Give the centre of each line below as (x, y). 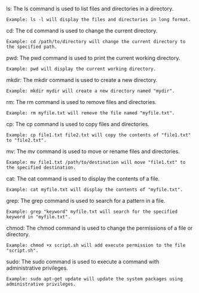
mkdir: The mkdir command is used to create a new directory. (82, 80)
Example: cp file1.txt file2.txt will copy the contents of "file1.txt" (99, 135)
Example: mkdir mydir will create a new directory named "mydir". (91, 91)
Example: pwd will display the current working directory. (81, 69)
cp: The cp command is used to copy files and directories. (78, 124)
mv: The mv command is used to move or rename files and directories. (93, 151)
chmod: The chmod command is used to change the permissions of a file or (99, 228)
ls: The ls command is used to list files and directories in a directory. (90, 9)
